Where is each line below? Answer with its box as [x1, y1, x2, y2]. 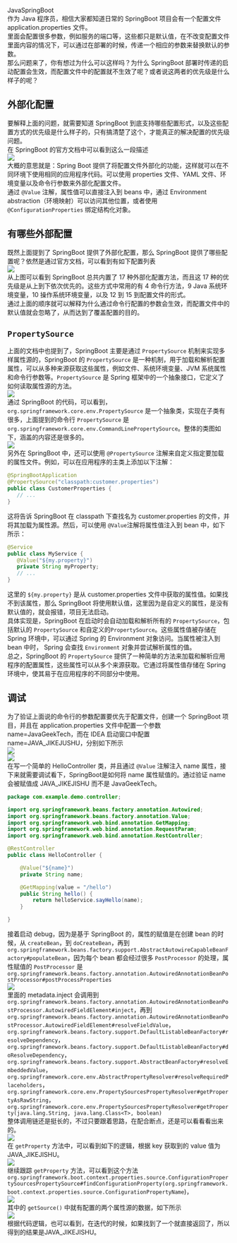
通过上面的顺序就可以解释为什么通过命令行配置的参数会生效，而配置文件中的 [7, 299, 230, 308]
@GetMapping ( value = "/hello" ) [20, 884, 112, 891]
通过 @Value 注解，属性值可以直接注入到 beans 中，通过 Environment [7, 187, 207, 196]
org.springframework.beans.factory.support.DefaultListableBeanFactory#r [7, 1028, 229, 1035]
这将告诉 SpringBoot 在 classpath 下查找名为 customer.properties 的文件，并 [7, 512, 230, 520]
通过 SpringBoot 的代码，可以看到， [7, 398, 111, 407]
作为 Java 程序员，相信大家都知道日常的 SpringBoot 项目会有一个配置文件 [7, 14, 221, 23]
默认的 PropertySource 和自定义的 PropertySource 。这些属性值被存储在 [13, 625, 217, 634]
